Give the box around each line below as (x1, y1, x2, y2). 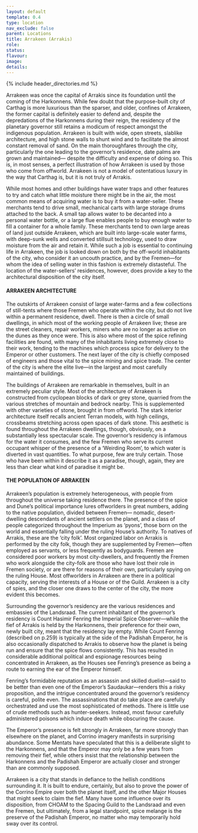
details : (6, 64, 28, 70)
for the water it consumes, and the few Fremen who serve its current (6, 438, 173, 445)
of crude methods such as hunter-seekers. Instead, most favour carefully (6, 708, 184, 715)
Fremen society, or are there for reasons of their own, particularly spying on (6, 565, 191, 573)
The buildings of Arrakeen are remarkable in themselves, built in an (6, 381, 170, 388)
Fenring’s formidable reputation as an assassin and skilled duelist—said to (6, 677, 186, 684)
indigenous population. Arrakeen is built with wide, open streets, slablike (6, 129, 183, 137)
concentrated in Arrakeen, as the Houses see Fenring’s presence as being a (6, 659, 191, 666)
